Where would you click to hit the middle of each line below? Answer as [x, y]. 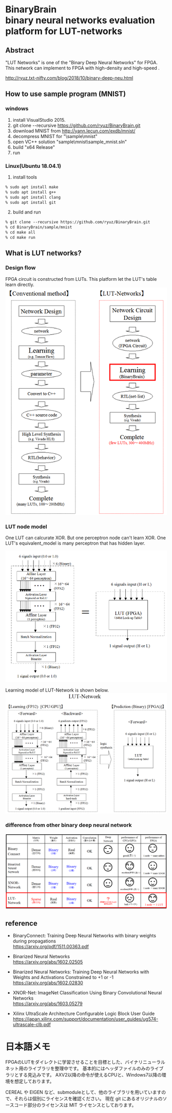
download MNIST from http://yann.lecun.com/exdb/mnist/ [74, 131]
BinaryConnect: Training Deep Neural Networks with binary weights [84, 936]
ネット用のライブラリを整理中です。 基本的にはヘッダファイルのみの [78, 1068]
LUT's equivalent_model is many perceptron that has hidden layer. [75, 543]
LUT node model [26, 526]
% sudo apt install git [31, 202]
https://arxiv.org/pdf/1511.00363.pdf [51, 947]
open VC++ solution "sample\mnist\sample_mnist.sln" [70, 142]
